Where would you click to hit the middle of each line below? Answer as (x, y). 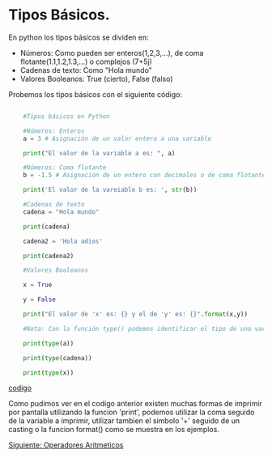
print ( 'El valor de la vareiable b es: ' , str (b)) (110, 190)
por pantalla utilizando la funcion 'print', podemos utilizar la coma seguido (132, 412)
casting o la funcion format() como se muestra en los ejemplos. (114, 430)
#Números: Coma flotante (65, 168)
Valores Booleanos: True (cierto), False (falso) (96, 78)
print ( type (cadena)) (57, 358)
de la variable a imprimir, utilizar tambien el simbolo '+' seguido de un (124, 421)
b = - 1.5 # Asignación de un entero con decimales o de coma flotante (144, 176)
